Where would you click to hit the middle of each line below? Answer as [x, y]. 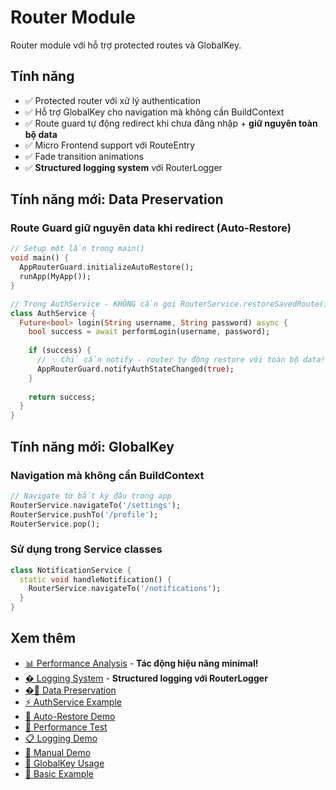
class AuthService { [53, 313]
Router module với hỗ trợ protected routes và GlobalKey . [126, 45]
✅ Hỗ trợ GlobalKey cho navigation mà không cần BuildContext [154, 112]
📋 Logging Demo [61, 738]
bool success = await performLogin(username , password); [149, 332]
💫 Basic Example [59, 773]
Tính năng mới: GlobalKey [92, 446]
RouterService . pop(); [55, 524]
